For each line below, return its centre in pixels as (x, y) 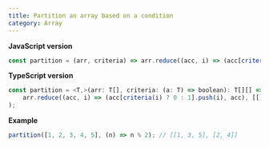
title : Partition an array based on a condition (91, 16)
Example (23, 120)
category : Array (35, 23)
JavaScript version (40, 46)
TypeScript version (41, 76)
